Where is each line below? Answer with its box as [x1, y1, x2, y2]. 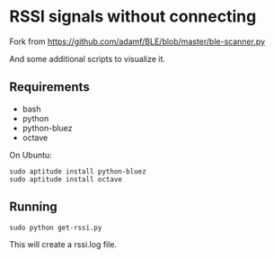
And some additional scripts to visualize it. [9, 53, 166, 64]
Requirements [9, 79, 90, 95]
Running [9, 200, 58, 215]
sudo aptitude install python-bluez [9, 166, 146, 176]
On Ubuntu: [9, 149, 52, 160]
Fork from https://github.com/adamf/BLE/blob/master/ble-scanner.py [9, 36, 266, 47]
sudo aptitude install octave [9, 174, 123, 183]
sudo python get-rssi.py [9, 223, 102, 232]
